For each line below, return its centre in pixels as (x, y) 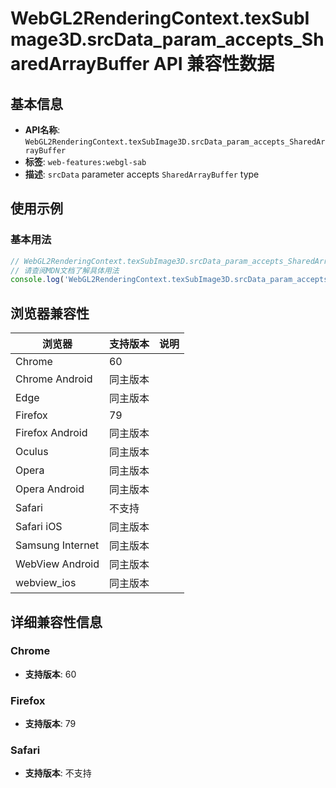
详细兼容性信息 (56, 622)
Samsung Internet (57, 545)
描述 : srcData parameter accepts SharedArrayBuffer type (142, 174)
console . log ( (37, 280)
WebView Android (57, 564)
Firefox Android (51, 433)
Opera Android (50, 489)
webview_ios (46, 583)
